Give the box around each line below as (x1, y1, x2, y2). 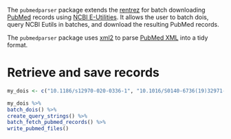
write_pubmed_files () (7, 125, 69, 132)
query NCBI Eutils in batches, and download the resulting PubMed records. (7, 21, 220, 28)
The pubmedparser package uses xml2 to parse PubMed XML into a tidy (7, 34, 208, 42)
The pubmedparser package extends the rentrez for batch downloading (7, 6, 206, 14)
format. (7, 41, 28, 49)
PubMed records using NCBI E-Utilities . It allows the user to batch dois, (7, 13, 209, 21)
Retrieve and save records (7, 65, 159, 81)
